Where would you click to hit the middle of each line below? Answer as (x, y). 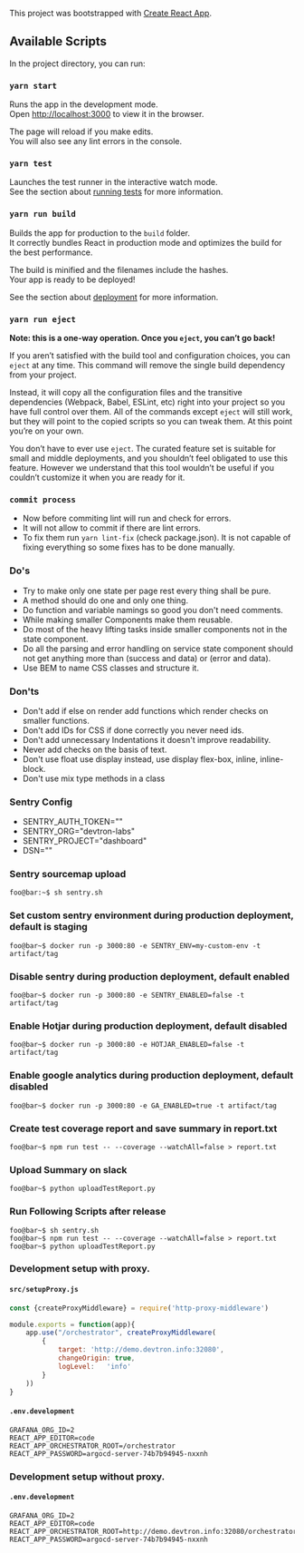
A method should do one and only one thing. (105, 600)
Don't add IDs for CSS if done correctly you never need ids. (133, 730)
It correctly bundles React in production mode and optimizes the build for (146, 242)
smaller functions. (56, 720)
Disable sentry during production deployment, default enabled (150, 976)
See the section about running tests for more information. (116, 192)
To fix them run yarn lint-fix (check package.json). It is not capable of (157, 538)
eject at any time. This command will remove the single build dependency (147, 365)
